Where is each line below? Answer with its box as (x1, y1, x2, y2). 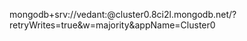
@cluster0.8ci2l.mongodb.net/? (107, 9, 237, 20)
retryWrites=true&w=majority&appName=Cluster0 (9, 19, 216, 31)
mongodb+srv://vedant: (9, 9, 108, 20)
